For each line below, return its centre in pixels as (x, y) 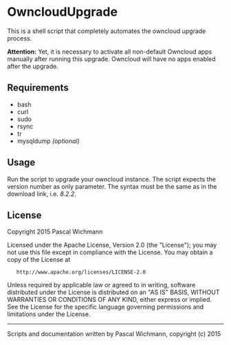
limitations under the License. (49, 314)
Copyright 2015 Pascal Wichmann (55, 232)
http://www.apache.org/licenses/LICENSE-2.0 (81, 272)
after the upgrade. (33, 66)
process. (20, 38)
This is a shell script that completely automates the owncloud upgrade (107, 31)
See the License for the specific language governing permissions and (106, 307)
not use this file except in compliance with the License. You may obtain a (110, 252)
